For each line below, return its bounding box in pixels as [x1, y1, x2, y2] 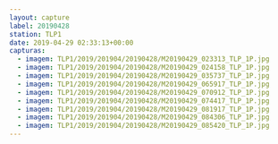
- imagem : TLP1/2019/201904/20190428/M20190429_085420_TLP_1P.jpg [17, 122, 270, 131]
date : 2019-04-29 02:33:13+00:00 [9, 38, 134, 47]
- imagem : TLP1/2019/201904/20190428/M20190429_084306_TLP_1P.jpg [17, 113, 270, 122]
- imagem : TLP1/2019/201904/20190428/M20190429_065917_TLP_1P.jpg [17, 80, 270, 89]
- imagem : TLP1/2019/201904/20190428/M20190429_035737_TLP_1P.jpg [17, 72, 270, 80]
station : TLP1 [9, 30, 63, 38]
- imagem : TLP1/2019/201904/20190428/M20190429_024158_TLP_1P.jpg [17, 64, 270, 72]
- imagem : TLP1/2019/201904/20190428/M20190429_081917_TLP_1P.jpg [17, 105, 270, 114]
